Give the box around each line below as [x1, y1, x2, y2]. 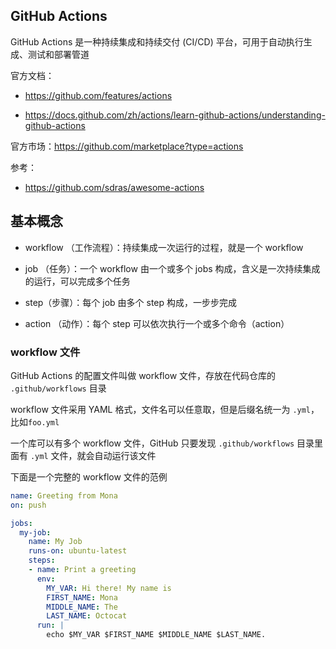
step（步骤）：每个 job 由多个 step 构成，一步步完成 [24, 296, 238, 308]
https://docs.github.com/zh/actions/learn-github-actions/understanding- [24, 109, 326, 121]
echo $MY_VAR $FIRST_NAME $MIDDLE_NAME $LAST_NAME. [46, 630, 267, 640]
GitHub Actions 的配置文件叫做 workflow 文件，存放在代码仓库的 [10, 369, 277, 381]
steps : [28, 555, 56, 566]
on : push [10, 500, 47, 510]
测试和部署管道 [27, 48, 90, 60]
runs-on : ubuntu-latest [28, 546, 128, 556]
